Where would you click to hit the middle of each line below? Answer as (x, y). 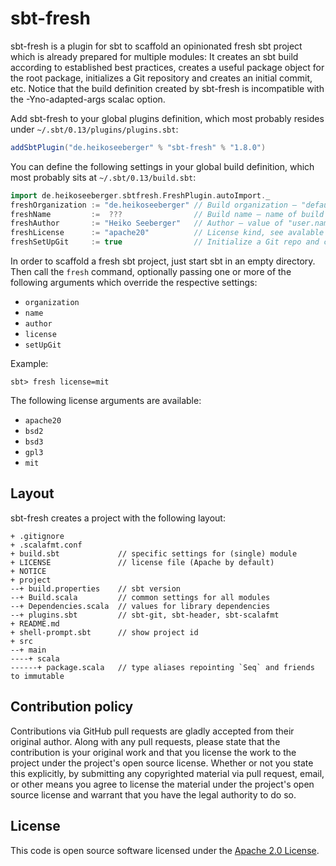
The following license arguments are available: (106, 401)
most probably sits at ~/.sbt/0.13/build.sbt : (103, 177)
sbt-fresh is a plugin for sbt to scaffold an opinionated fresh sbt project (156, 46)
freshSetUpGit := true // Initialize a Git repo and (165, 242)
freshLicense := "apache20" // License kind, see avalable (167, 233)
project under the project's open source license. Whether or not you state (162, 763)
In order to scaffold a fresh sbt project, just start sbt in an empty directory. (163, 261)
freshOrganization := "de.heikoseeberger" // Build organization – (154, 205)
